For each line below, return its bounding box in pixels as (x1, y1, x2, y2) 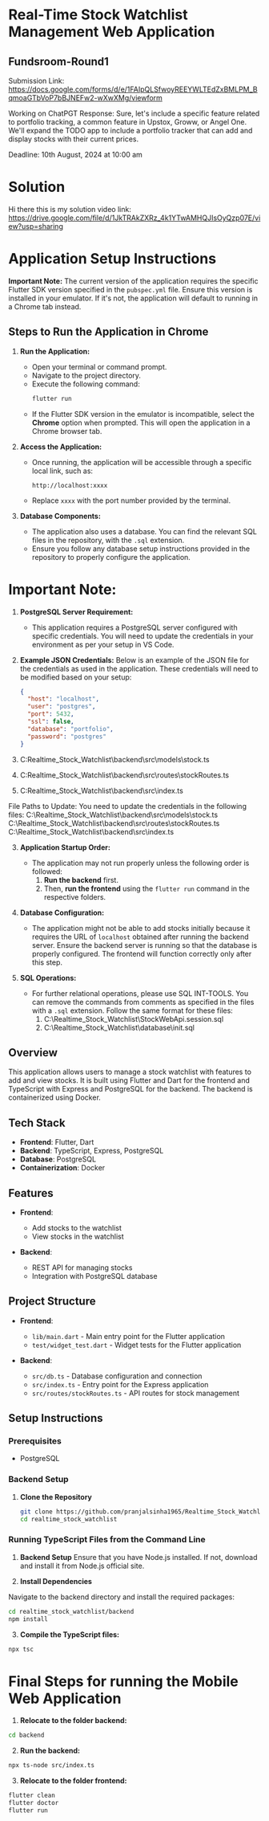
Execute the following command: (31, 379, 140, 389)
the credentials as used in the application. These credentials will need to (19, 663, 259, 673)
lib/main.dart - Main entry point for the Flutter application (31, 1331, 226, 1341)
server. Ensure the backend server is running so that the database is (31, 940, 258, 949)
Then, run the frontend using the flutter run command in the (43, 884, 250, 893)
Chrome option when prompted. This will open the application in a (31, 418, 251, 427)
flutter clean (8, 1791, 56, 1800)
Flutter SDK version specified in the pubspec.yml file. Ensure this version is (8, 284, 253, 294)
